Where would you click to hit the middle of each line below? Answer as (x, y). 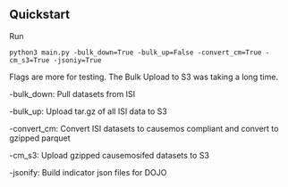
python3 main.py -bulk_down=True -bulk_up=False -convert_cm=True (136, 53)
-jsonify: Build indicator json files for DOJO (88, 172)
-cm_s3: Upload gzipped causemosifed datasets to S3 (110, 155)
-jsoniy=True (77, 60)
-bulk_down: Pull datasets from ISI (72, 93)
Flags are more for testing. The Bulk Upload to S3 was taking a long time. (144, 77)
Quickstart (40, 15)
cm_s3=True (30, 60)
